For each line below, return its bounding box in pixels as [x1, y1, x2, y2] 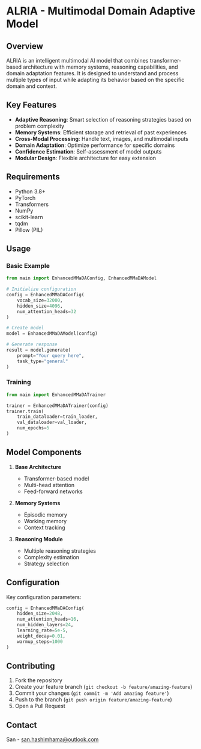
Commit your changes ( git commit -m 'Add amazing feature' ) [14, 689, 169, 697]
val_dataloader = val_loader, [17, 420, 87, 426]
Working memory [23, 517, 67, 524]
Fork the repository [14, 677, 63, 684]
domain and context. [6, 82, 57, 90]
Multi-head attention [23, 481, 75, 488]
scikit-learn [14, 213, 43, 220]
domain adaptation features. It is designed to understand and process [6, 70, 179, 76]
